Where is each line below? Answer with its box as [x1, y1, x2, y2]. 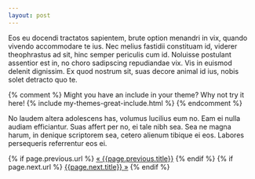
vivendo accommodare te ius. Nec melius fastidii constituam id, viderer [8, 41, 238, 51]
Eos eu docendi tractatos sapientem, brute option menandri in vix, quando [8, 33, 248, 42]
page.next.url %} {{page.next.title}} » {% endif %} [8, 162, 170, 171]
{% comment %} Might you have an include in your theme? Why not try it [8, 89, 245, 99]
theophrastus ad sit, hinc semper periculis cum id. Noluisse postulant [8, 49, 231, 59]
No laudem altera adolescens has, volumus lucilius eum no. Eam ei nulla [8, 113, 241, 122]
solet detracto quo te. [8, 75, 78, 84]
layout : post [8, 11, 51, 20]
